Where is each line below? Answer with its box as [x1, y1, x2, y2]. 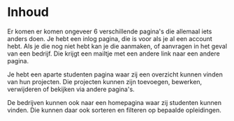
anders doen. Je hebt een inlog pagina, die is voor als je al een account [7, 34, 213, 42]
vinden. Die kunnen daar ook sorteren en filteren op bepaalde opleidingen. [7, 106, 222, 114]
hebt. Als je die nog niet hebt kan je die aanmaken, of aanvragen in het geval [7, 42, 228, 50]
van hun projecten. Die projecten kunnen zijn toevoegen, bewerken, [7, 77, 203, 86]
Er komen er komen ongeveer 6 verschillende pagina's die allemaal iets [7, 27, 212, 35]
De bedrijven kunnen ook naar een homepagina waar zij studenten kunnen [7, 98, 222, 106]
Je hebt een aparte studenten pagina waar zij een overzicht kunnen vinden [7, 70, 224, 79]
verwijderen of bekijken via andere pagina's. [7, 85, 135, 93]
